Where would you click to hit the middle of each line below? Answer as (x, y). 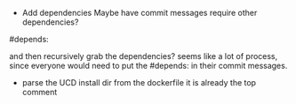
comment (40, 92)
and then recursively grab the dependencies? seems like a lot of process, (144, 56)
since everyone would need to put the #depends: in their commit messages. (148, 66)
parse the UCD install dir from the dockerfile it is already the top (139, 82)
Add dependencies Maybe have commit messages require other (140, 13)
